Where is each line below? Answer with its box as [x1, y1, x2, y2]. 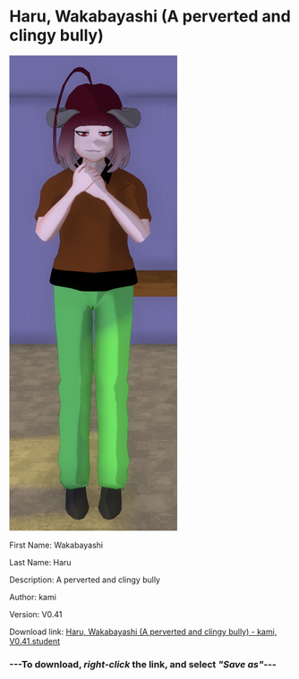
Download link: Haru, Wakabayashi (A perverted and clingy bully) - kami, [9, 626, 278, 637]
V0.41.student [9, 635, 61, 646]
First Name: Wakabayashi [9, 539, 104, 550]
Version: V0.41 [9, 608, 63, 619]
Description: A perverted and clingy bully [9, 574, 161, 585]
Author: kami [9, 591, 56, 602]
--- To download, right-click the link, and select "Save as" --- [9, 658, 278, 670]
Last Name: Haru [9, 556, 72, 567]
